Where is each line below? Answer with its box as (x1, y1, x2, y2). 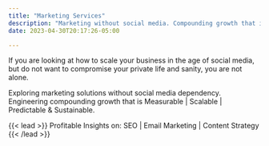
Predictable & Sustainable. (8, 105, 95, 115)
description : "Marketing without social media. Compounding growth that (8, 19, 256, 27)
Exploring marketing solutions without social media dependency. (8, 88, 222, 98)
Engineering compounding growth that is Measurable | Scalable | (8, 97, 223, 107)
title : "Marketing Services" (8, 11, 106, 20)
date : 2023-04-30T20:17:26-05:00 (8, 26, 120, 34)
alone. (8, 73, 30, 83)
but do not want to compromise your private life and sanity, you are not (8, 64, 243, 74)
